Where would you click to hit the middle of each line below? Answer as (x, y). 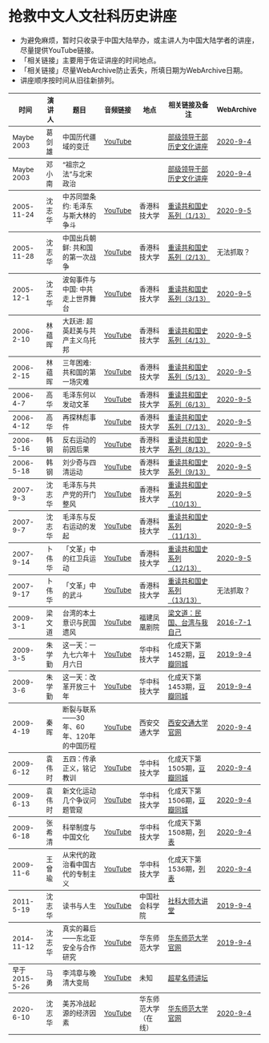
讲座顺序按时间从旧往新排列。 (69, 80)
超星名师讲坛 (188, 978)
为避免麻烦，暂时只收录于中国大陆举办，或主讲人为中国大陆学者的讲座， (139, 40)
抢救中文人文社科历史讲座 (93, 16)
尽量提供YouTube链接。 (59, 50)
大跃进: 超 (78, 321)
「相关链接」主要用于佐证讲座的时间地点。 (90, 60)
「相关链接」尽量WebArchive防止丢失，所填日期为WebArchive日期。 (133, 70)
